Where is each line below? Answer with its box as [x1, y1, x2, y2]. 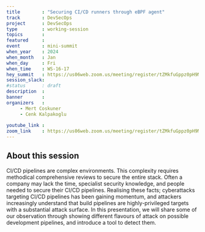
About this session [6, 151, 79, 161]
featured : [6, 37, 45, 43]
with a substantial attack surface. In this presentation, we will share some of [6, 206, 197, 213]
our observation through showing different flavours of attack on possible [6, 212, 189, 220]
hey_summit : [6, 71, 45, 78]
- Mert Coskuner [20, 105, 62, 112]
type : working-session [6, 26, 88, 32]
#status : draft [6, 83, 62, 89]
